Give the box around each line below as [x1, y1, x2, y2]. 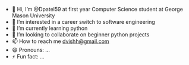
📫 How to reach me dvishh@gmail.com [11, 38, 109, 45]
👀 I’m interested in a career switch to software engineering [11, 18, 156, 25]
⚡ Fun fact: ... [11, 53, 45, 60]
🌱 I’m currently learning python [11, 24, 88, 32]
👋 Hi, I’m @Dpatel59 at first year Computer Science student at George [11, 6, 183, 13]
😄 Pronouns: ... [11, 47, 51, 53]
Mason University [11, 12, 55, 19]
